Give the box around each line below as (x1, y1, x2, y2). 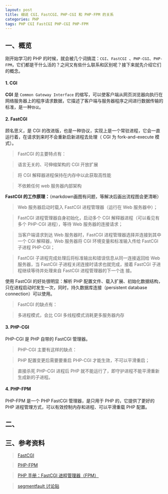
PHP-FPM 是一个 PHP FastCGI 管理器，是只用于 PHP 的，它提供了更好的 (5, 398, 155, 404)
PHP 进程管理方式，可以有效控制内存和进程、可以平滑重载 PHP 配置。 (5, 404, 150, 410)
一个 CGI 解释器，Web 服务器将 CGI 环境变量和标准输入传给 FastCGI (17, 238, 159, 244)
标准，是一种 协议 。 (5, 104, 44, 110)
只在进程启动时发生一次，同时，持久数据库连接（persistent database (5, 285, 147, 291)
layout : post (5, 7, 33, 13)
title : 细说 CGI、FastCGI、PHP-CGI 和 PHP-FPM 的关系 (5, 12, 114, 17)
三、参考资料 (5, 439, 45, 447)
